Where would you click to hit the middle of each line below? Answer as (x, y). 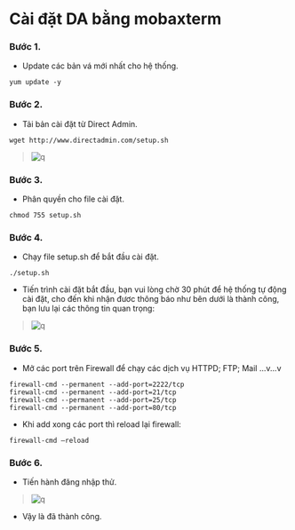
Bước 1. (25, 47)
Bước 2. (26, 105)
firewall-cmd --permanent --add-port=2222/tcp (97, 384)
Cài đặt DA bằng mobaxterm (116, 19)
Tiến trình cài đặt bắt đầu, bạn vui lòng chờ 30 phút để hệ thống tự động (154, 289)
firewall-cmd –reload (49, 440)
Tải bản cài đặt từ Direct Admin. (80, 123)
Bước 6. (26, 463)
